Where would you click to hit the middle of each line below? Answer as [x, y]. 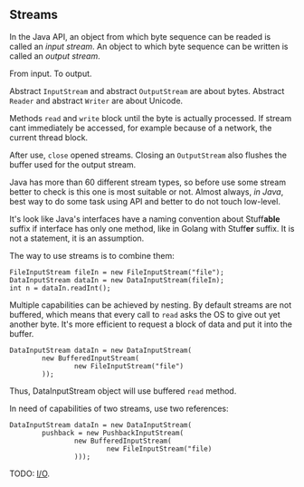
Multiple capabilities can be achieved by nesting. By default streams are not [151, 305]
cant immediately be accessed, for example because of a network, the [141, 128]
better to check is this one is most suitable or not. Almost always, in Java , [147, 191]
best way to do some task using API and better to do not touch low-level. [145, 201]
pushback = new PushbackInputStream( [113, 433]
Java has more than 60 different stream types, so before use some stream [148, 182]
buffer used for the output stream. [73, 164]
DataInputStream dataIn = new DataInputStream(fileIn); [117, 280]
